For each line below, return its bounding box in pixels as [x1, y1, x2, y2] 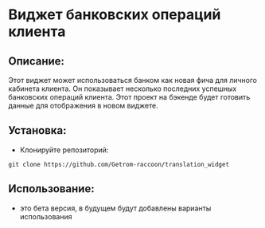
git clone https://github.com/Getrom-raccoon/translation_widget [8, 160, 229, 168]
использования [19, 211, 72, 221]
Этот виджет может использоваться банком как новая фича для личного [8, 76, 257, 85]
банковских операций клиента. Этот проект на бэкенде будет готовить [8, 92, 251, 101]
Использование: [8, 182, 95, 196]
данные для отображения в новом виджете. [8, 101, 158, 110]
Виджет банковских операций [8, 6, 221, 24]
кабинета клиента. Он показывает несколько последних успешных [8, 84, 237, 93]
